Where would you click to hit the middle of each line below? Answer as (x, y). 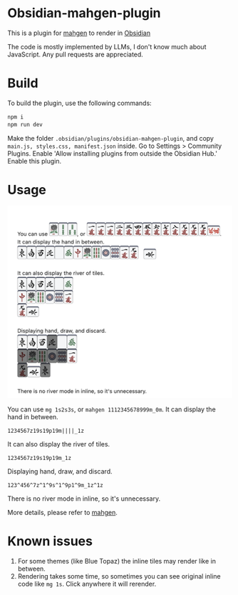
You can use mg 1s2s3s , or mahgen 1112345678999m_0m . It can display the (112, 409)
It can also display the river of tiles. (59, 444)
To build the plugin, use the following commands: (79, 103)
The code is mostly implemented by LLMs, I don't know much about (107, 46)
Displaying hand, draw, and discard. (60, 471)
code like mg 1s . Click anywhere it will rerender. (87, 584)
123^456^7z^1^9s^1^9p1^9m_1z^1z (55, 486)
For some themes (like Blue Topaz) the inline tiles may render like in (117, 561)
